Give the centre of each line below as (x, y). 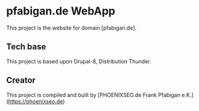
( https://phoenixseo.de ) (36, 101)
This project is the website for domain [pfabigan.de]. (71, 28)
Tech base (26, 47)
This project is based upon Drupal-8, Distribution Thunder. (79, 61)
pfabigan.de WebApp (61, 11)
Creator (21, 81)
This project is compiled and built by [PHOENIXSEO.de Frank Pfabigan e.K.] (100, 95)
